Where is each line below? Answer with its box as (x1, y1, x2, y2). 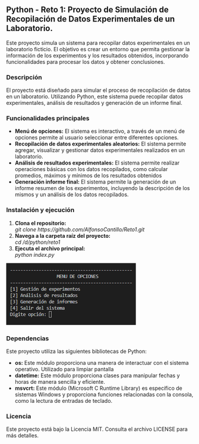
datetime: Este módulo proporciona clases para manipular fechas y (14, 372, 180, 379)
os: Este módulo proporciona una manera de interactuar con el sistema (14, 359, 189, 366)
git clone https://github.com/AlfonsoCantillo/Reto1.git (14, 226, 145, 233)
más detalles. (6, 432, 39, 439)
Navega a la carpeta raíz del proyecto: (14, 232, 111, 239)
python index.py (14, 251, 55, 258)
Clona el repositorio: (14, 219, 67, 226)
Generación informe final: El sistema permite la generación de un (14, 178, 176, 185)
